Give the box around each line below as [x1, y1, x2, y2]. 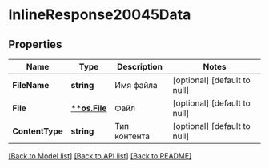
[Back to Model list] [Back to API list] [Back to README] [8, 151, 192, 161]
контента [114, 130, 151, 142]
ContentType [12, 126, 64, 137]
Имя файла [114, 80, 158, 90]
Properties [8, 38, 62, 51]
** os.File [70, 102, 107, 114]
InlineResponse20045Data [8, 6, 191, 24]
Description [117, 62, 163, 72]
